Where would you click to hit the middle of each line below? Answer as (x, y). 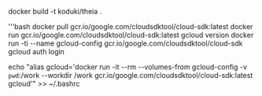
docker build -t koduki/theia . (55, 11)
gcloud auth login (37, 52)
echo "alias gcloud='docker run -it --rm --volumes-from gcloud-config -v (128, 67)
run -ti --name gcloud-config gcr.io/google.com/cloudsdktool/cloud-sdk (125, 43)
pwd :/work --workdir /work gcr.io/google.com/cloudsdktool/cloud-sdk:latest (131, 75)
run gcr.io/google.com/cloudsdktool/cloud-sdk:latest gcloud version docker (131, 35)
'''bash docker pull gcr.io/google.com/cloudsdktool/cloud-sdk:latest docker (131, 26)
